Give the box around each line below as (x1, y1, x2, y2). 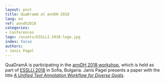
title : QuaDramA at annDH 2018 (5, 12, 70, 17)
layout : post (5, 7, 32, 12)
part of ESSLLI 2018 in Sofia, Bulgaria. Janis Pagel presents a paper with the (5, 67, 161, 73)
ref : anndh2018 (5, 21, 37, 26)
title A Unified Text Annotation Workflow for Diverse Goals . (5, 72, 125, 78)
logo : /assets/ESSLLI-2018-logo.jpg (5, 35, 81, 40)
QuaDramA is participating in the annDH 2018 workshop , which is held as (5, 62, 154, 68)
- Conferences (5, 30, 35, 35)
